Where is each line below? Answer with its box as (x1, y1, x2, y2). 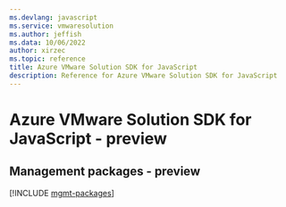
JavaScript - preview (9, 128, 168, 148)
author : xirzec (9, 46, 66, 55)
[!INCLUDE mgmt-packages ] (9, 187, 114, 198)
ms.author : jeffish (9, 29, 82, 38)
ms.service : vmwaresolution (9, 21, 114, 30)
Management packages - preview (9, 164, 201, 179)
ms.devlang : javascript (9, 12, 98, 22)
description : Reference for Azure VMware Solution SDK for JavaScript (9, 71, 278, 80)
